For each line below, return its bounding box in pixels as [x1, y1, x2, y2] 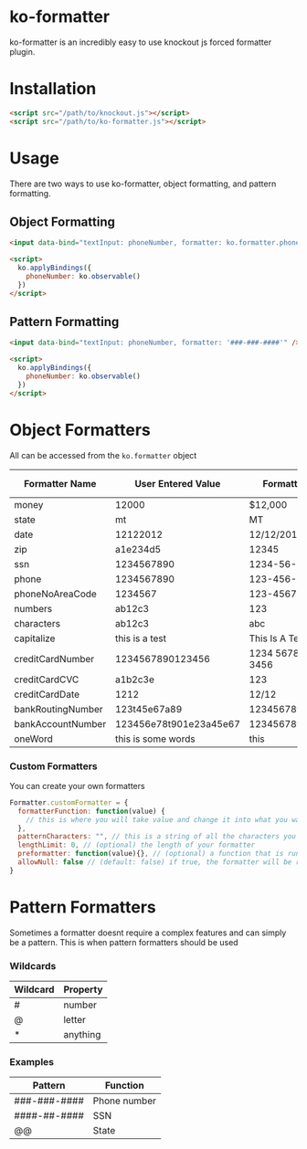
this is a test [114, 632, 167, 645]
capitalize [14, 632, 56, 645]
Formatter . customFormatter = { [9, 797, 129, 807]
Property [63, 984, 103, 996]
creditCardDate [14, 688, 80, 701]
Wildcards [9, 959, 57, 972]
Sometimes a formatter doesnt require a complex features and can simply [9, 927, 287, 938]
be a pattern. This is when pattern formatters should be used [9, 936, 239, 947]
